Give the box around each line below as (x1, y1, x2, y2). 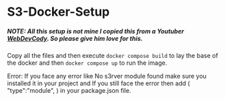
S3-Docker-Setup (7, 4, 110, 20)
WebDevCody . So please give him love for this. (7, 34, 144, 42)
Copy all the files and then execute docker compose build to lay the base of (7, 52, 219, 60)
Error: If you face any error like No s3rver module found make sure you (7, 72, 207, 81)
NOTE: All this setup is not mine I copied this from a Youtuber (7, 27, 185, 35)
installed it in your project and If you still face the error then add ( (7, 79, 190, 87)
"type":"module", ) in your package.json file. (7, 87, 131, 95)
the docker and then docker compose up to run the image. (7, 59, 168, 67)
